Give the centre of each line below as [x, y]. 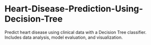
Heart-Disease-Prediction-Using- [74, 9]
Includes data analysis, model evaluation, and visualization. [64, 37]
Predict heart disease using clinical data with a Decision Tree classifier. [75, 32]
